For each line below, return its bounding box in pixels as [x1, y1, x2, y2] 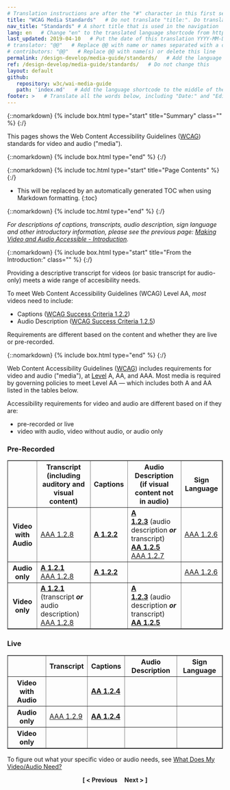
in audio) [139, 497, 169, 506]
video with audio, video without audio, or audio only [16, 428, 163, 435]
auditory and [42, 480, 86, 489]
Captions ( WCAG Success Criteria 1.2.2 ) [16, 310, 131, 318]
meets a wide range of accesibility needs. [23, 276, 141, 284]
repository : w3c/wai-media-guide [16, 80, 112, 87]
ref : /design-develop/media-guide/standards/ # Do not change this [7, 61, 210, 68]
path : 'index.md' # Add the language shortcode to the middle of [16, 86, 213, 93]
